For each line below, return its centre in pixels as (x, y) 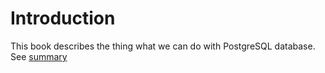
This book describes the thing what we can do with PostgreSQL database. (163, 46)
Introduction (63, 18)
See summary (39, 56)
